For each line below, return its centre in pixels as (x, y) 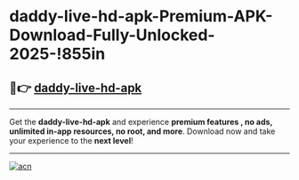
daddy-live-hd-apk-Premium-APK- (141, 16)
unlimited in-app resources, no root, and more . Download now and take (142, 131)
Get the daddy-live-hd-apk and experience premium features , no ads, (141, 122)
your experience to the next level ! (71, 141)
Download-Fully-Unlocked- (112, 35)
